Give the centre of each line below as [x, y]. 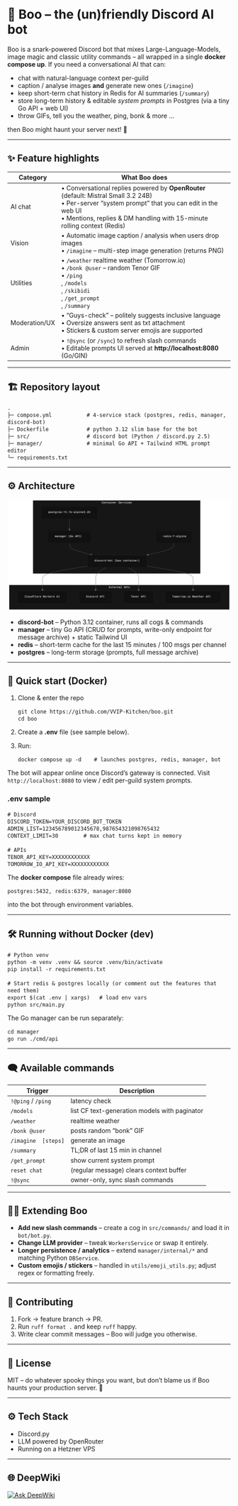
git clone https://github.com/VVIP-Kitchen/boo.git [95, 712]
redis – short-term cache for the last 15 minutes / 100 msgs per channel [122, 644]
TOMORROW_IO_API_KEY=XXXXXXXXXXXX [58, 864]
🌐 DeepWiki [34, 1478]
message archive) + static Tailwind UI [72, 637]
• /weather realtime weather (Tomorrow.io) [124, 260]
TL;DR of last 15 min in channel [116, 1150]
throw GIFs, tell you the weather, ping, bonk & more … [96, 116]
